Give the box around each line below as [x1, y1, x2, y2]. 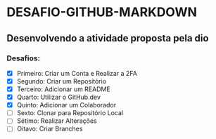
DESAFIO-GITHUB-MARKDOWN [6, 4, 198, 20]
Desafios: [6, 53, 40, 63]
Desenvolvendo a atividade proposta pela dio [6, 32, 209, 44]
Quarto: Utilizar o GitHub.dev [16, 93, 101, 102]
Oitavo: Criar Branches [16, 124, 83, 133]
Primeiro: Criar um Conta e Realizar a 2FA [16, 69, 138, 77]
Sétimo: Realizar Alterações [16, 117, 98, 125]
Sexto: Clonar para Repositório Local [16, 109, 124, 117]
